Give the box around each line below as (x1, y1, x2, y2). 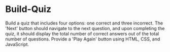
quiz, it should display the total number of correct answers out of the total (5, 30, 159, 36)
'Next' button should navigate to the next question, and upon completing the (5, 25, 165, 31)
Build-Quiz (5, 3, 52, 15)
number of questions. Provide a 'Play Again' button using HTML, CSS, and (5, 36, 160, 42)
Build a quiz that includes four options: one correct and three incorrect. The (5, 20, 163, 26)
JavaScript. (5, 41, 29, 47)
